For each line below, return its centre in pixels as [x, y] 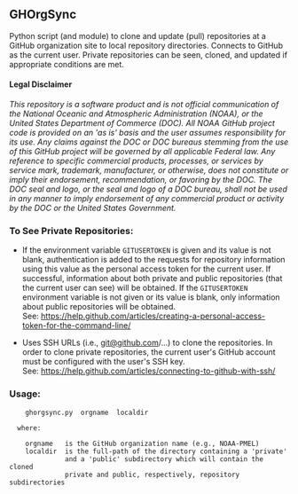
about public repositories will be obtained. [98, 307]
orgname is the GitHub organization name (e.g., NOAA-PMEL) [142, 443]
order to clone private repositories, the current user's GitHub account [149, 352]
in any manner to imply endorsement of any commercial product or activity [147, 199]
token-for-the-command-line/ [76, 325]
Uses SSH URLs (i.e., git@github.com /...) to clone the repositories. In [147, 343]
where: [29, 428]
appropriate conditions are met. [67, 64]
